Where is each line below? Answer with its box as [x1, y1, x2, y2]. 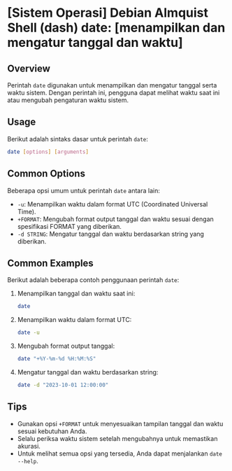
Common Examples [7, 257, 94, 269]
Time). [17, 207, 36, 216]
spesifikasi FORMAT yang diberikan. [17, 222, 122, 230]
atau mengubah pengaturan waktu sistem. [7, 96, 129, 104]
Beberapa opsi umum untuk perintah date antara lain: [7, 186, 161, 195]
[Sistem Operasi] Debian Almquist [7, 5, 208, 21]
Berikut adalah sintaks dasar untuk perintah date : [7, 134, 149, 143]
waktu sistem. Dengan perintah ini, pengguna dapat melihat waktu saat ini [7, 89, 220, 97]
